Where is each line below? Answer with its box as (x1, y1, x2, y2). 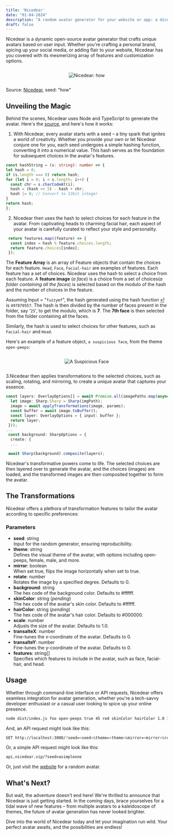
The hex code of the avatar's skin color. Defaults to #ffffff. (13, 600, 136, 607)
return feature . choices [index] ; (10, 245, 80, 251)
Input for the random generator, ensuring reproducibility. (13, 541, 133, 547)
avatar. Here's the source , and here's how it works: (6, 121, 114, 127)
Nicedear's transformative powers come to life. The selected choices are (6, 460, 160, 466)
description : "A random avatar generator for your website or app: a (6, 17, 158, 22)
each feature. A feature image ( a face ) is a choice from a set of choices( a (6, 276, 163, 282)
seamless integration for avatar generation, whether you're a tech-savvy (6, 695, 159, 701)
